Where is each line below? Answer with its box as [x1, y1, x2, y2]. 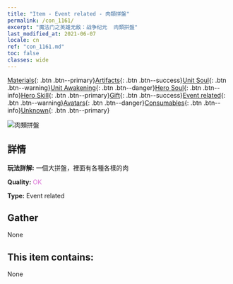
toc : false [7, 50, 40, 57]
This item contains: [7, 251, 94, 263]
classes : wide [7, 57, 49, 64]
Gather [7, 212, 39, 224]
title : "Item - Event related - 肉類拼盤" [7, 10, 130, 18]
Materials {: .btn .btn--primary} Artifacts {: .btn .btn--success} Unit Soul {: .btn [7, 76, 227, 84]
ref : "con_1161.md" [7, 43, 65, 50]
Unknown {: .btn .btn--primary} [20, 106, 110, 114]
